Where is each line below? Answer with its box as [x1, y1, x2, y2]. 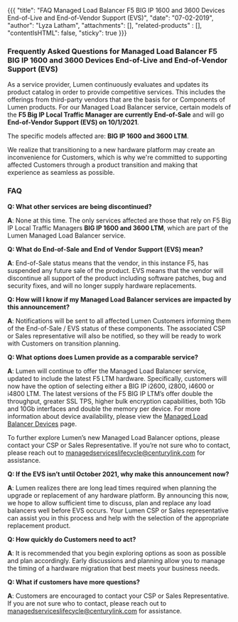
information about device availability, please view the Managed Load [7, 412, 208, 420]
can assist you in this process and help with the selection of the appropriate [7, 513, 229, 522]
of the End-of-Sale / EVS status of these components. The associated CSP [7, 323, 226, 333]
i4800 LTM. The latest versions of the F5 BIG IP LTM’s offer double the [7, 389, 213, 397]
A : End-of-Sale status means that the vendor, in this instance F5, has [7, 259, 209, 267]
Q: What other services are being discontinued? [7, 202, 152, 210]
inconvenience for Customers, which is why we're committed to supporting [7, 153, 227, 162]
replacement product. [7, 521, 71, 530]
